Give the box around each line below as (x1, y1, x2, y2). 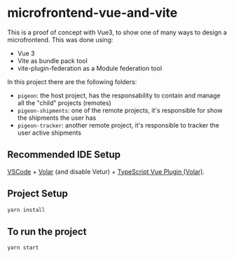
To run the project (7, 226, 87, 238)
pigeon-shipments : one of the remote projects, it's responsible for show (17, 106, 223, 114)
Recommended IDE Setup (7, 149, 121, 161)
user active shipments (17, 128, 82, 137)
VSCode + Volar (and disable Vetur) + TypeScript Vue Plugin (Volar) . (7, 167, 205, 176)
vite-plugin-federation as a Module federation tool (17, 64, 163, 72)
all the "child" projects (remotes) (17, 98, 112, 107)
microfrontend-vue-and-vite (7, 5, 178, 21)
